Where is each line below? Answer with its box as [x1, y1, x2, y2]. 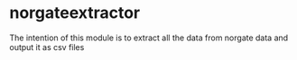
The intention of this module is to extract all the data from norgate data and [9, 32, 289, 43]
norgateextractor [9, 3, 141, 23]
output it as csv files [9, 41, 85, 52]
